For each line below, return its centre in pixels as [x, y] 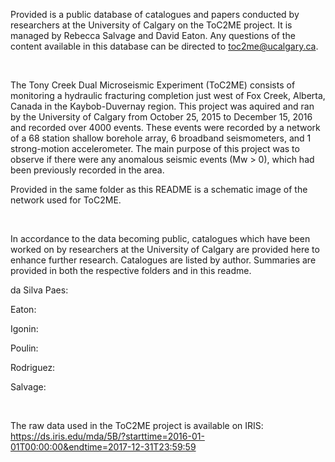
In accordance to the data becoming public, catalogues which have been [160, 238]
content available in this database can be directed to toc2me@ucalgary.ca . [164, 46]
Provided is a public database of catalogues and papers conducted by [155, 14]
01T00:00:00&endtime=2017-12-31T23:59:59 [103, 447]
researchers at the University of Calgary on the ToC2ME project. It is [151, 25]
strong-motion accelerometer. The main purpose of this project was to [155, 148]
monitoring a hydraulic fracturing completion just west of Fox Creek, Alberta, [168, 95]
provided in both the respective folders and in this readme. [131, 270]
